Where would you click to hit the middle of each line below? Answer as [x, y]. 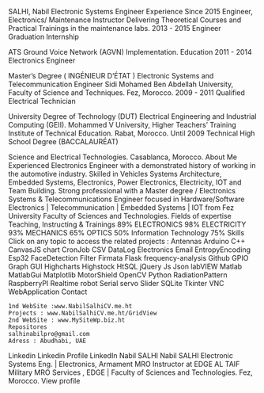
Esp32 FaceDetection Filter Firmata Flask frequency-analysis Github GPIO [128, 258]
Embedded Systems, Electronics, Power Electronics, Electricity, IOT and [125, 182]
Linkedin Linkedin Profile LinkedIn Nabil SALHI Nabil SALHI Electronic [121, 355]
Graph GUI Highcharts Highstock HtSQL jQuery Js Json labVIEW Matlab [125, 266]
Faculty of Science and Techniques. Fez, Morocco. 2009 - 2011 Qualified [126, 93]
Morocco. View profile [44, 381]
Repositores [28, 327]
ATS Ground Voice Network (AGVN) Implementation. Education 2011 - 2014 [130, 52]
